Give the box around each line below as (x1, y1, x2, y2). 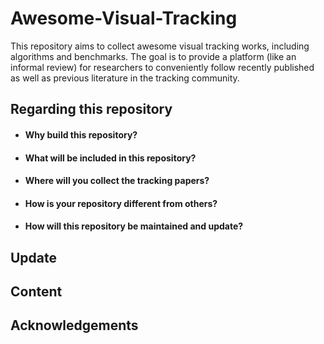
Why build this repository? (24, 128, 138, 141)
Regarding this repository (10, 101, 173, 118)
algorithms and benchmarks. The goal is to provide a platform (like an (10, 50, 297, 62)
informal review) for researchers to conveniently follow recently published (10, 61, 315, 73)
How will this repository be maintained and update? (24, 220, 244, 232)
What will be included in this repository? (24, 152, 197, 164)
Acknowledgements (10, 317, 139, 334)
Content (10, 283, 63, 301)
